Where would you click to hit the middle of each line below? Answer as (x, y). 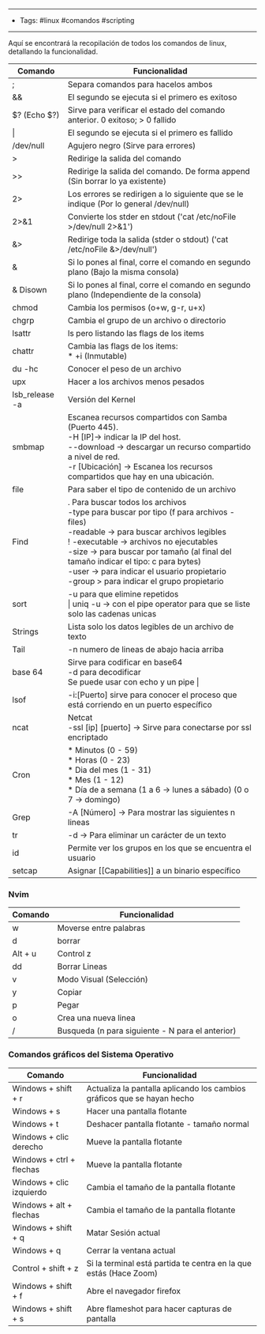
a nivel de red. (94, 457)
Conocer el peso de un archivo (124, 369)
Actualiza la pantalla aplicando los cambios (166, 1088)
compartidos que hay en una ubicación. (141, 477)
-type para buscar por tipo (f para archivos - (151, 512)
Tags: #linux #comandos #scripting (77, 20)
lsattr (22, 333)
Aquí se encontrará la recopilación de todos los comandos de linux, (118, 43)
